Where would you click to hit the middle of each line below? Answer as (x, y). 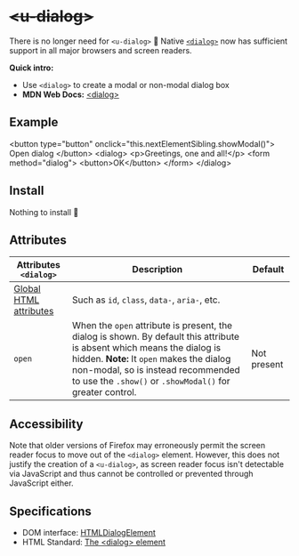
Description (158, 270)
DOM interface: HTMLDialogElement (89, 532)
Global (28, 289)
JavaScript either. (41, 483)
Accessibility (46, 424)
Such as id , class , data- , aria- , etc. (146, 300)
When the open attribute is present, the (152, 326)
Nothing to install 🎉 (44, 212)
